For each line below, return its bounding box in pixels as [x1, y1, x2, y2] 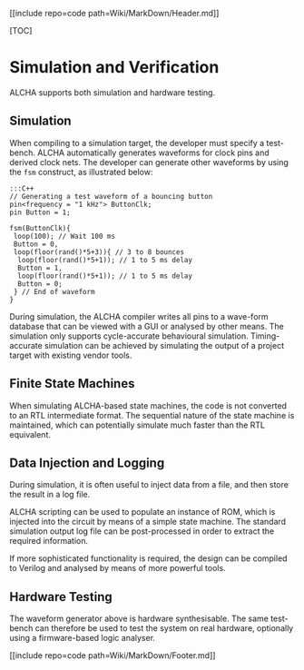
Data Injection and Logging [9, 455, 165, 470]
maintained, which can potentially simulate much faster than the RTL [9, 419, 266, 430]
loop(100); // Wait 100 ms [13, 232, 116, 241]
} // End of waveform [13, 287, 95, 296]
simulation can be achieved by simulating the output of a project [44, 340, 284, 350]
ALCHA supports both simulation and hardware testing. [9, 86, 216, 98]
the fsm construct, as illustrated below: [9, 166, 153, 177]
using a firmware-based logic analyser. [9, 633, 156, 644]
